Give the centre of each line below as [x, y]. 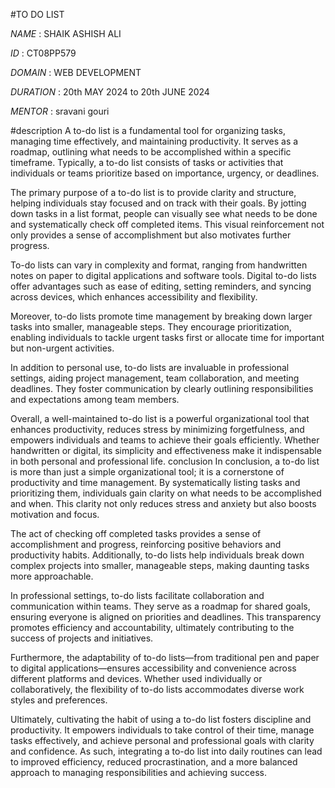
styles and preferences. [59, 700]
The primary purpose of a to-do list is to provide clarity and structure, [153, 192]
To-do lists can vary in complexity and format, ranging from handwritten [159, 265]
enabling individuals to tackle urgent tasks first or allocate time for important [167, 337]
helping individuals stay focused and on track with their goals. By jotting [158, 203]
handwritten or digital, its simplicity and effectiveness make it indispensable [166, 450]
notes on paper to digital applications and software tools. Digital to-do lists [163, 275]
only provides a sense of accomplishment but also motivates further [151, 235]
